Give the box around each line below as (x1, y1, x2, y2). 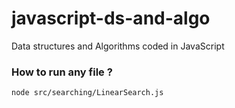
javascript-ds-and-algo (11, 7, 211, 30)
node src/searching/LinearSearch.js (11, 88, 164, 98)
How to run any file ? (11, 65, 113, 79)
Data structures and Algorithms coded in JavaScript (11, 40, 225, 52)
